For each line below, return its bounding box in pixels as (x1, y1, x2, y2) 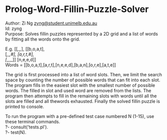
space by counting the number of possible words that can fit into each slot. (5, 77, 160, 83)
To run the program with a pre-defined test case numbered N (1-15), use (5, 113, 154, 119)
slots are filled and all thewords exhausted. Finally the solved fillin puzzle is (5, 98, 160, 104)
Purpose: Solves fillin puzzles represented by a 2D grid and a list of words (5, 31, 158, 37)
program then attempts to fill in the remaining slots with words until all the (5, 93, 157, 99)
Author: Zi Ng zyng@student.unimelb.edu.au (5, 20, 98, 26)
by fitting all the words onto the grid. (5, 36, 80, 42)
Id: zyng (5, 25, 22, 31)
